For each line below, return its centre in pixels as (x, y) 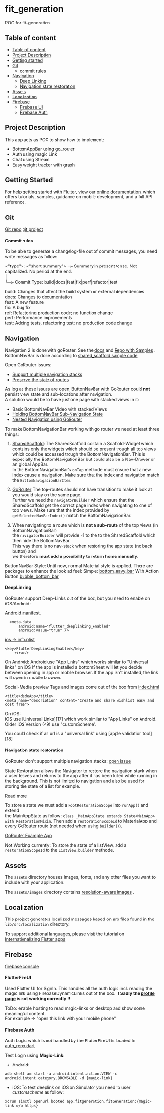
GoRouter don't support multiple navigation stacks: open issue (68, 761)
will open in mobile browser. (33, 677)
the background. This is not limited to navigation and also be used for (75, 781)
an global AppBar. (30, 464)
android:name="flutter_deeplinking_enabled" (64, 626)
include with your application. (35, 882)
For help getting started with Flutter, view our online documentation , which (80, 192)
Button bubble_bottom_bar (32, 576)
